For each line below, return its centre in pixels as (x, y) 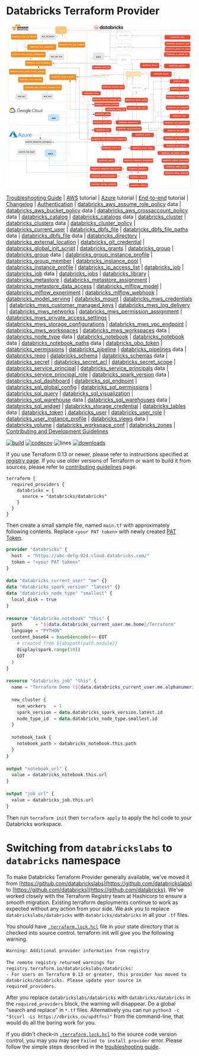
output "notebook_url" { (37, 769)
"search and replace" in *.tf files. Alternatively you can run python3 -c (93, 1010)
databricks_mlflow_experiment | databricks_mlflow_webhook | (82, 292)
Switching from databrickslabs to (89, 848)
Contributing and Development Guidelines (57, 431)
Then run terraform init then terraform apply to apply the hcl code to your (99, 817)
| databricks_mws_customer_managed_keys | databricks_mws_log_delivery (98, 305)
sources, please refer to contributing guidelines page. (72, 467)
